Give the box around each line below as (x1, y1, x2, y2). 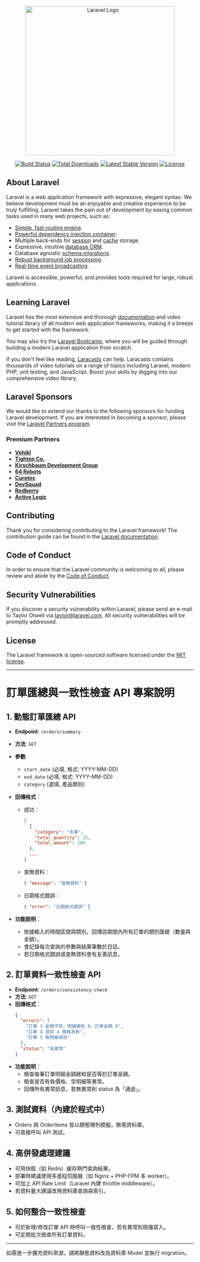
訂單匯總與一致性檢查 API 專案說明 (6, 686, 175, 700)
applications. (6, 280, 37, 287)
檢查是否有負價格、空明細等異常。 (23, 1077, 108, 1085)
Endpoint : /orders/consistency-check (14, 986, 108, 993)
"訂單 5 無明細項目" (26, 1034, 70, 1041)
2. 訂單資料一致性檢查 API (6, 970, 101, 980)
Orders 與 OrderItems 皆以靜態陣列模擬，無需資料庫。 (14, 1121, 148, 1129)
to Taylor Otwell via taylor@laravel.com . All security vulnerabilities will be (6, 612, 186, 619)
